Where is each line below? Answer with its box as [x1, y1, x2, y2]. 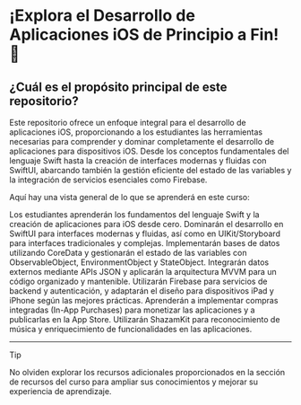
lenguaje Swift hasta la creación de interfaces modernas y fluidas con [9, 155, 267, 166]
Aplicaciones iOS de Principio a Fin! [9, 24, 279, 45]
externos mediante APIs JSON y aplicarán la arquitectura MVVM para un [9, 267, 277, 277]
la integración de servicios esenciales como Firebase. [9, 174, 208, 185]
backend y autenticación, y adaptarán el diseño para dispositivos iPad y [9, 286, 275, 296]
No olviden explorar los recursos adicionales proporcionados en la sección [9, 367, 286, 377]
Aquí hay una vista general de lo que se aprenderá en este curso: [9, 192, 251, 202]
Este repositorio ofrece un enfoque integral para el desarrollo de [9, 118, 246, 128]
